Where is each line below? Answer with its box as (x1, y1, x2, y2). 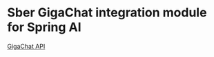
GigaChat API (7, 42, 46, 50)
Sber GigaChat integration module (7, 5, 207, 21)
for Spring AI (7, 19, 81, 35)
